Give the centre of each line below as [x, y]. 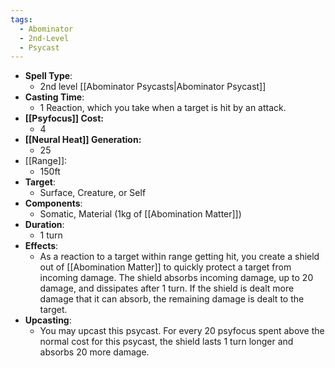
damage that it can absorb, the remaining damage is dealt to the [172, 299]
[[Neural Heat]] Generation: [83, 140]
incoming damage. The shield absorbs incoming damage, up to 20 [176, 278]
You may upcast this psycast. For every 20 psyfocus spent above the [182, 331]
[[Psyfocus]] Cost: [64, 118]
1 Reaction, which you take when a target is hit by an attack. [163, 108]
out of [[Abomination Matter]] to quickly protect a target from [165, 267]
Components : [53, 203]
